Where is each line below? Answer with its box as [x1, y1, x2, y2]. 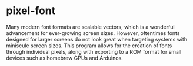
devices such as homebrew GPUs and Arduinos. [6, 54, 124, 61]
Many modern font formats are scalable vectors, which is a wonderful [6, 23, 175, 30]
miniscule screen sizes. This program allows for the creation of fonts [6, 42, 172, 49]
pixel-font [6, 4, 56, 18]
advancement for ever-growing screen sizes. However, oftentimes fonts [6, 29, 180, 36]
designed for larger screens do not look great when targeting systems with [6, 36, 187, 43]
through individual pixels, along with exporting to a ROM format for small [6, 48, 182, 55]
